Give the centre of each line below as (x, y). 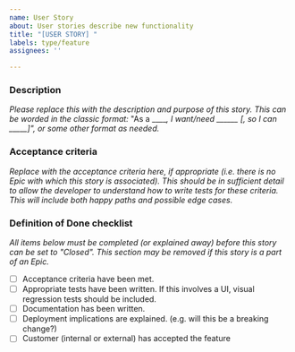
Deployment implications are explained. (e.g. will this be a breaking (145, 319)
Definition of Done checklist (71, 223)
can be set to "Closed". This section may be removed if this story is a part (146, 253)
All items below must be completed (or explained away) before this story (143, 243)
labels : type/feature (50, 43)
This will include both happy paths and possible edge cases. (121, 200)
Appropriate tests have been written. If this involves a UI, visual (138, 289)
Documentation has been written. (84, 309)
